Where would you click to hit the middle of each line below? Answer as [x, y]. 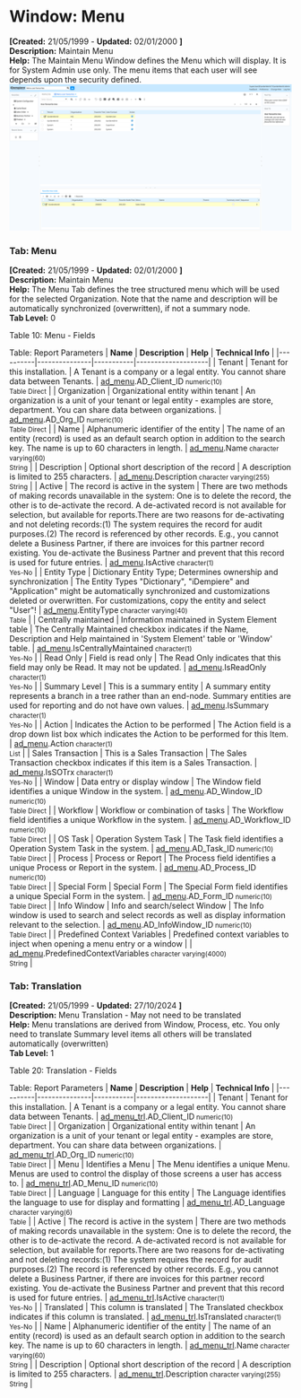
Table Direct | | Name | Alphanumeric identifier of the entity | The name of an [147, 429]
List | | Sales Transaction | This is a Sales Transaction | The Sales [128, 753]
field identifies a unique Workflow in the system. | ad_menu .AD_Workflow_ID [150, 820]
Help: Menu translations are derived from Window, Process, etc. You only [145, 1025]
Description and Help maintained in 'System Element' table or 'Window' [141, 639]
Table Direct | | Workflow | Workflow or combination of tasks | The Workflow [146, 810]
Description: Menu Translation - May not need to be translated [125, 1015]
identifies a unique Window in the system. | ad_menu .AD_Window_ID [136, 791]
